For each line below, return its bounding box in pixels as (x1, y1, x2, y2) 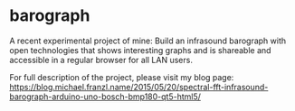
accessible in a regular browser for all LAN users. (9, 54, 193, 65)
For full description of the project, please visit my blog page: (9, 71, 234, 82)
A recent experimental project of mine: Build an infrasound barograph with (9, 35, 287, 46)
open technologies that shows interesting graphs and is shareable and (9, 44, 271, 55)
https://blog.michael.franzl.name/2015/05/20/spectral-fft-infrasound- (9, 81, 269, 92)
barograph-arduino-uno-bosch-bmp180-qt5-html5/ (9, 91, 202, 102)
